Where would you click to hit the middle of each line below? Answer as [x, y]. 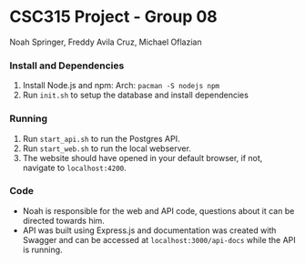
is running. [42, 249]
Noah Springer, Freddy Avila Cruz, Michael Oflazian [106, 42]
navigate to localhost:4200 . [75, 168]
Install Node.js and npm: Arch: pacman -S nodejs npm [121, 86]
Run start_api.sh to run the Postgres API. [101, 138]
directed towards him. [63, 220]
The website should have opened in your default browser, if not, [142, 157]
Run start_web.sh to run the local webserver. [107, 148]
